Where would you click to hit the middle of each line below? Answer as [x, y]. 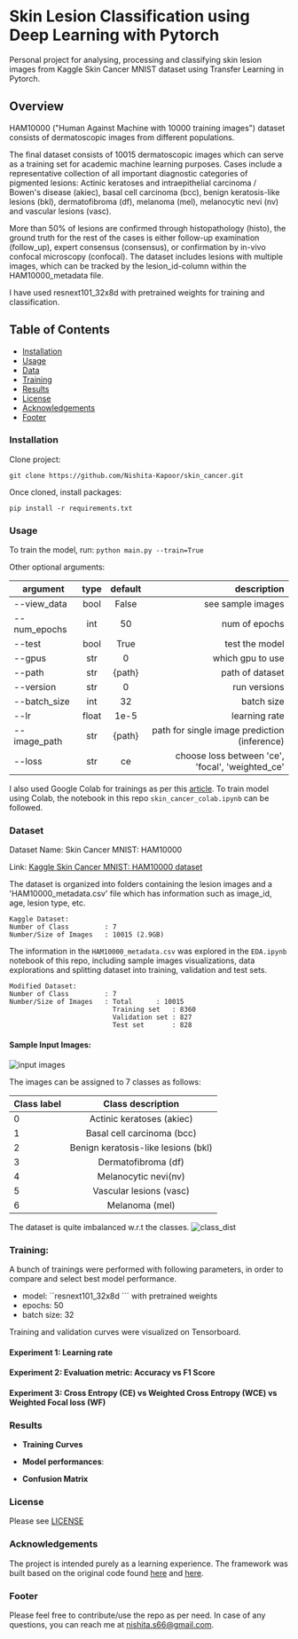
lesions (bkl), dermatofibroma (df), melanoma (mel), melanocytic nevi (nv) [144, 201]
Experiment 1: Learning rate [61, 1352]
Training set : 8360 [154, 1010]
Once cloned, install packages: [66, 492]
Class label [38, 1103]
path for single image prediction [218, 731]
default [126, 589]
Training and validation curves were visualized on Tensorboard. [125, 1331]
